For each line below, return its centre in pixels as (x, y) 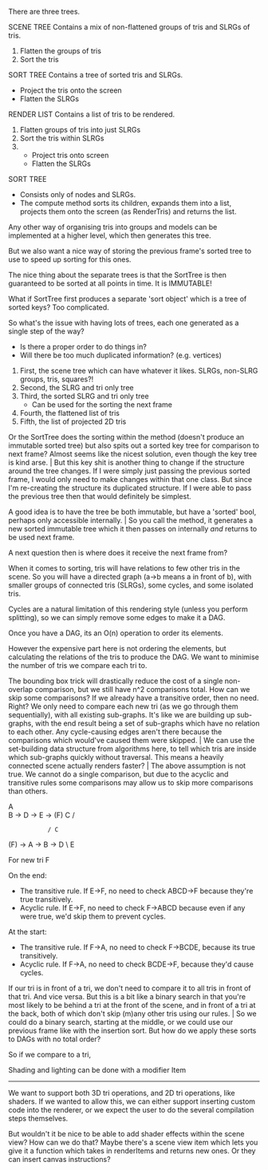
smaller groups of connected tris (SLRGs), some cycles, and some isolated (131, 585)
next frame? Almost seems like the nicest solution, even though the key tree (133, 454)
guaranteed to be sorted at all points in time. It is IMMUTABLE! (110, 283)
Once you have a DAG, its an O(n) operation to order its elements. (116, 633)
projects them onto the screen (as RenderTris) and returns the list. (128, 211)
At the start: (28, 932)
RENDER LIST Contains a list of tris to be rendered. (92, 114)
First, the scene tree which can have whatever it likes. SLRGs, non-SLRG (139, 371)
